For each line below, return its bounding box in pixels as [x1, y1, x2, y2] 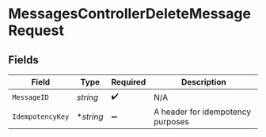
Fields [8, 53, 40, 67]
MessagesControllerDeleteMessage [8, 5, 252, 23]
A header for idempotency [153, 106, 252, 117]
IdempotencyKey [12, 112, 70, 121]
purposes [153, 116, 190, 127]
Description [180, 77, 227, 87]
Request [8, 21, 65, 40]
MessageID [12, 93, 49, 101]
